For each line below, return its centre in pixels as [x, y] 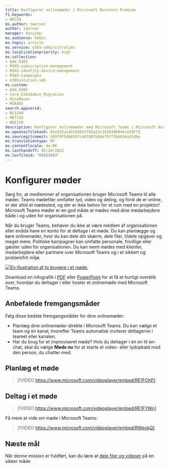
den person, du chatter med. [42, 352]
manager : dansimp [23, 33]
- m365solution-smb [26, 80]
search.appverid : [23, 108]
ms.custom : [17, 85]
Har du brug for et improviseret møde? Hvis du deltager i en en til [80, 341]
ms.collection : [21, 57]
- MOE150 [14, 122]
